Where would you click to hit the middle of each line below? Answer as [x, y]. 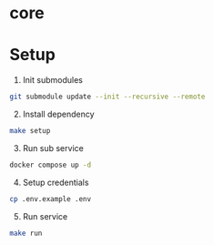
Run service [45, 216]
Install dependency [58, 114]
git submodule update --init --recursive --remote [107, 97]
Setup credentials [56, 182]
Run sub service [53, 148]
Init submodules [53, 80]
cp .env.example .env [51, 199]
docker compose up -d [51, 165]
